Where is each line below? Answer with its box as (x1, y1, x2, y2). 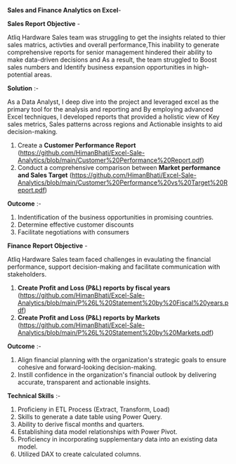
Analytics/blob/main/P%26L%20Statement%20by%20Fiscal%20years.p (17, 298, 229, 307)
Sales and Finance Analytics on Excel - (7, 6, 122, 14)
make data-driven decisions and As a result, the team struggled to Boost (7, 55, 217, 64)
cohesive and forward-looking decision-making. (17, 363, 157, 371)
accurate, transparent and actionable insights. (17, 378, 151, 386)
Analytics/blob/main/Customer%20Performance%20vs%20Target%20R (17, 178, 228, 187)
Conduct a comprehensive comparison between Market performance (17, 164, 221, 171)
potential (7, 70, 33, 79)
